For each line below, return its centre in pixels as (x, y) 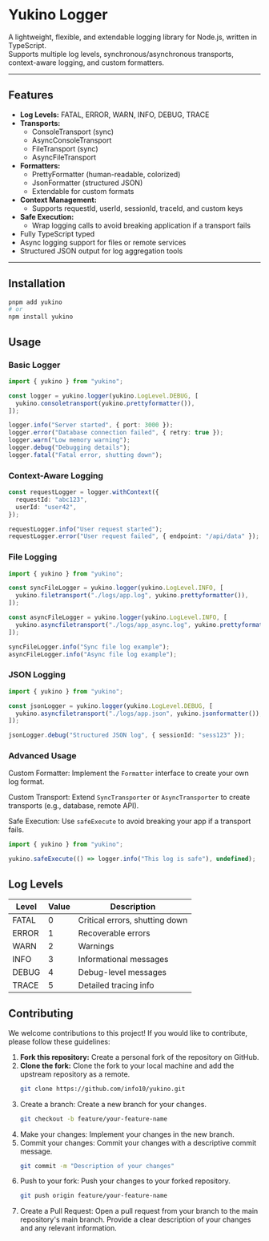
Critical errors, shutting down (133, 920)
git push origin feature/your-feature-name (94, 1196)
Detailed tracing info (116, 985)
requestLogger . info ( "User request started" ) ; (85, 529)
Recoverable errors (114, 933)
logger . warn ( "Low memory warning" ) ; (69, 440)
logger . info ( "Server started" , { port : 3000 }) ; (91, 425)
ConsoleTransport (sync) (73, 131)
